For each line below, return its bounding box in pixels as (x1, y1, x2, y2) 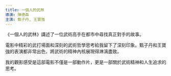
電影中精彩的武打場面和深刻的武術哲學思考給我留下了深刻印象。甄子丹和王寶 (5, 42, 166, 48)
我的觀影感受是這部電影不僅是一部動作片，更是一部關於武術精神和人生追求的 (5, 59, 166, 65)
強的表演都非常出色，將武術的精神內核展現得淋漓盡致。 (5, 49, 121, 55)
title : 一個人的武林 (5, 7, 44, 13)
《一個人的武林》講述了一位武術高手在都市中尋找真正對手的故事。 (5, 31, 144, 37)
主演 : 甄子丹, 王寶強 (5, 17, 45, 22)
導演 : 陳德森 (5, 12, 29, 17)
